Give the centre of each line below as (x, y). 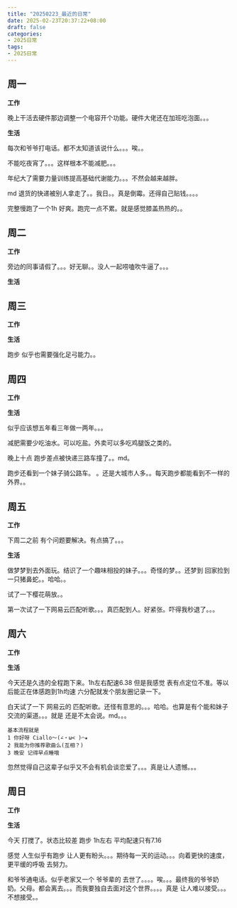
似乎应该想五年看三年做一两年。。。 (57, 428)
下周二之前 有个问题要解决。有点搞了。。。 (67, 540)
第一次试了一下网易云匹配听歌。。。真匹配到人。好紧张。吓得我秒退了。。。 (113, 609)
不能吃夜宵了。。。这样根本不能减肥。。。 (63, 163)
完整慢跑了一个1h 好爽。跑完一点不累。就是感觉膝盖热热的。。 (97, 208)
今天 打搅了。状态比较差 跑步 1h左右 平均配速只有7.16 (84, 840)
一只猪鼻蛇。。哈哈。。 (38, 579)
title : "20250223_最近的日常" (49, 14)
